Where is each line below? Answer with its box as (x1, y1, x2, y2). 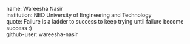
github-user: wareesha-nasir (6, 31, 78, 38)
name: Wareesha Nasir (6, 5, 63, 12)
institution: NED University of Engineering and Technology (6, 11, 152, 19)
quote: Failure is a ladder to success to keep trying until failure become (6, 18, 184, 25)
